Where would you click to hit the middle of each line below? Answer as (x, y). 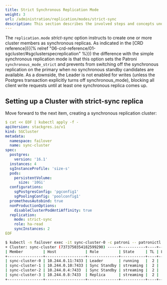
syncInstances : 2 (32, 229)
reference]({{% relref (27, 48)
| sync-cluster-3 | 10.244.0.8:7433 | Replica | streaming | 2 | (82, 275)
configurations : (26, 187)
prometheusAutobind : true (37, 201)
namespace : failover (31, 141)
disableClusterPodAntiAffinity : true (53, 210)
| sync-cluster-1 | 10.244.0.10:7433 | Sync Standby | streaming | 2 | (82, 266)
